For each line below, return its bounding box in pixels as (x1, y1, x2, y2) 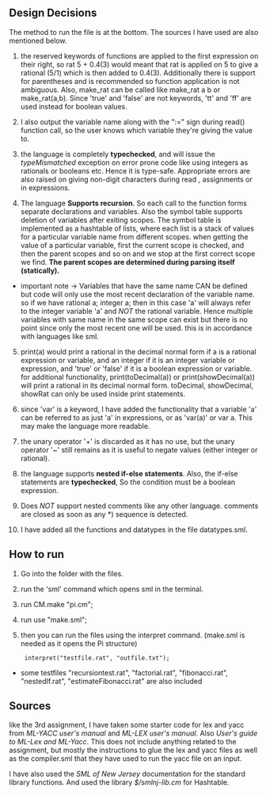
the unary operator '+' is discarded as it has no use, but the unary (20, 436, 235, 446)
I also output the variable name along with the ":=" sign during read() (20, 117, 245, 126)
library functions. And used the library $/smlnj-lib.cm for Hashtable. (9, 778, 230, 787)
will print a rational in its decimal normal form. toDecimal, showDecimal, (20, 380, 254, 390)
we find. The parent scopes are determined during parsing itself (20, 257, 235, 266)
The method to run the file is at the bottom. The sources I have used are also (9, 27, 259, 36)
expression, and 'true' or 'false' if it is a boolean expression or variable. (20, 364, 253, 373)
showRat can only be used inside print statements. (20, 388, 185, 399)
